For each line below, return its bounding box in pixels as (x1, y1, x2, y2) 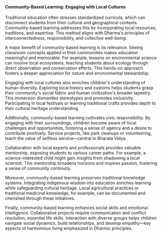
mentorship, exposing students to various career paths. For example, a (5, 150, 146, 156)
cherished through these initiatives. (5, 195, 75, 201)
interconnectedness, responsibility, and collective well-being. (5, 35, 127, 41)
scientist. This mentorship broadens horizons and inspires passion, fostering (5, 160, 158, 166)
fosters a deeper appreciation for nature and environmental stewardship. (5, 70, 150, 76)
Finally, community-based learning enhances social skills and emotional (5, 205, 148, 211)
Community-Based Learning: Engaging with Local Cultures (5, 4, 126, 10)
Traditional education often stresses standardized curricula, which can (5, 15, 146, 20)
